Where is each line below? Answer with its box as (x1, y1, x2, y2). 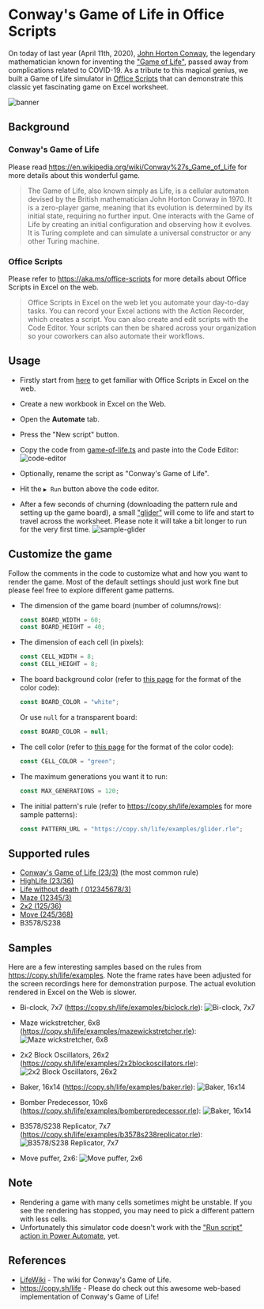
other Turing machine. (27, 236, 100, 246)
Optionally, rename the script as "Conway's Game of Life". (19, 468, 209, 478)
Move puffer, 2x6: (19, 1153, 77, 1163)
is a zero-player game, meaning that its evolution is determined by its (27, 202, 253, 212)
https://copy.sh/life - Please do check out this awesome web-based (19, 1283, 241, 1292)
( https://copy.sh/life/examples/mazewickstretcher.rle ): (19, 1027, 197, 1036)
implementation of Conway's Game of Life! (19, 1292, 160, 1301)
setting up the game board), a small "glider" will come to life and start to (19, 508, 255, 517)
